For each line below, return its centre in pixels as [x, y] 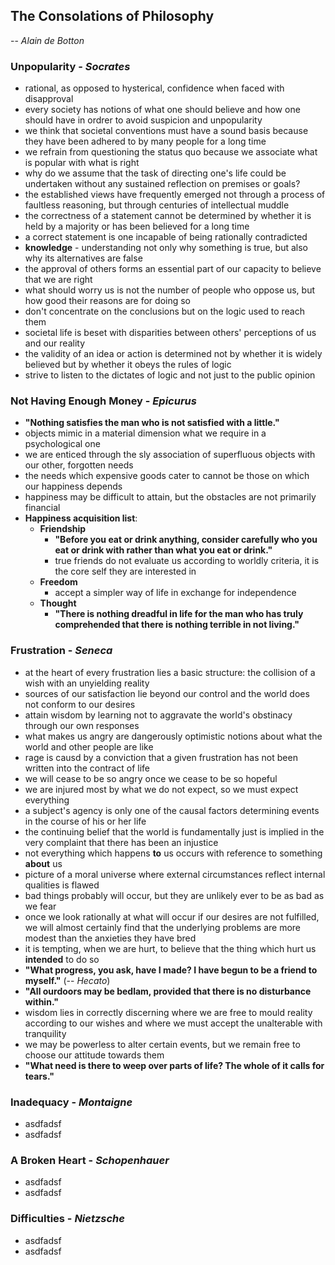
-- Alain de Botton [47, 40]
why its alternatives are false [83, 258]
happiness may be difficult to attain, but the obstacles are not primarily [170, 497]
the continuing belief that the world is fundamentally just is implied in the [174, 831]
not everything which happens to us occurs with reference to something [173, 853]
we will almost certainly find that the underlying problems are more [162, 927]
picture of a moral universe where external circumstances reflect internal [175, 874]
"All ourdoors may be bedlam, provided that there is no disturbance [168, 991]
